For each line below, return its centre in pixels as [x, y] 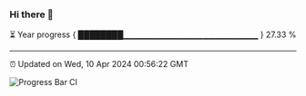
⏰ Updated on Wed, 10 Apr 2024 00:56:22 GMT [99, 64]
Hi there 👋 [32, 14]
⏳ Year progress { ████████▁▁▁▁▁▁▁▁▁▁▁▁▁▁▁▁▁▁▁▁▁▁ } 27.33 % [153, 34]
